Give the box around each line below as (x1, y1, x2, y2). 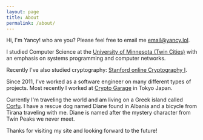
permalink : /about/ (6, 20, 56, 26)
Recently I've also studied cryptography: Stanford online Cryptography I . (6, 66, 187, 74)
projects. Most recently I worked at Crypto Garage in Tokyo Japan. (6, 84, 173, 92)
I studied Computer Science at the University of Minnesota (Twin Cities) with (6, 48, 198, 56)
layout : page (6, 8, 39, 15)
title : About (6, 14, 39, 21)
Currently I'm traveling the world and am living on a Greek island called (6, 96, 183, 103)
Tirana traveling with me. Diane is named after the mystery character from (6, 109, 191, 116)
